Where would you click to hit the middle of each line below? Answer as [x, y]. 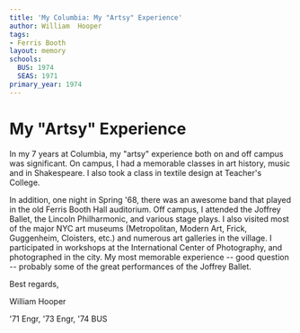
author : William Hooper [56, 26]
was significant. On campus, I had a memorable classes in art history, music [150, 163]
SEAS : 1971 [38, 76]
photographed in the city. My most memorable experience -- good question [150, 257]
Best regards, [34, 284]
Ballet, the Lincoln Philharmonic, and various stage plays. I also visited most [149, 219]
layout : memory [38, 51]
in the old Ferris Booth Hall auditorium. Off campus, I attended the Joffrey [145, 209]
